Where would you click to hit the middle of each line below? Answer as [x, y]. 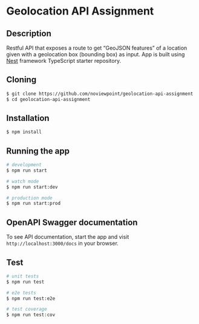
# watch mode [23, 181]
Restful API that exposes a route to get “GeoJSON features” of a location [97, 48]
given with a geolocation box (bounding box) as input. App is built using [96, 54]
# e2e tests [21, 293]
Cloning [21, 80]
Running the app [38, 151]
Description [29, 34]
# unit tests [23, 276]
